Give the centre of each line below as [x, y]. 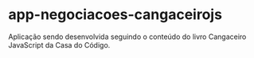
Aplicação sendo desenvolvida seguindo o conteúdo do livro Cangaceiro [127, 37]
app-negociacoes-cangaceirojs [115, 15]
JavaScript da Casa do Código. [59, 44]
